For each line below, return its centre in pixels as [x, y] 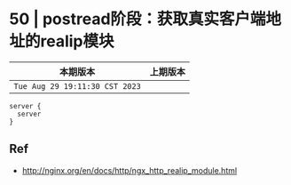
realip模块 [77, 41]
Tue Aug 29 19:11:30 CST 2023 [78, 86]
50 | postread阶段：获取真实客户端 [138, 19]
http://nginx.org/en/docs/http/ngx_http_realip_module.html [130, 170]
